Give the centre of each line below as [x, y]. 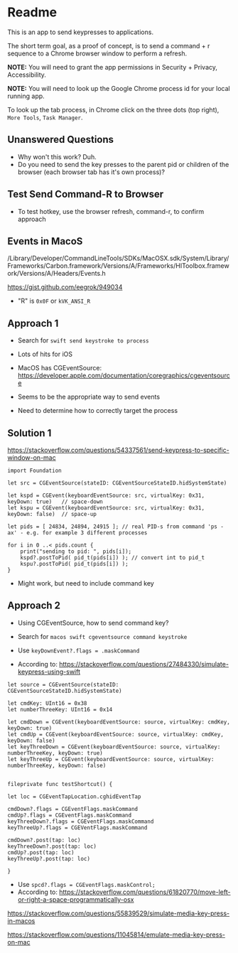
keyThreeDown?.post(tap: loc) [52, 846]
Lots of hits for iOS [45, 354]
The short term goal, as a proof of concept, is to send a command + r [109, 45]
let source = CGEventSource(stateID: [63, 684]
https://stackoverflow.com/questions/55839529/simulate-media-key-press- [118, 913]
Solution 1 [29, 433]
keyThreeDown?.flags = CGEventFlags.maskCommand [81, 822]
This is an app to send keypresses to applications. [81, 32]
